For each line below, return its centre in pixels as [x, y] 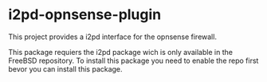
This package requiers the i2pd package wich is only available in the [121, 52]
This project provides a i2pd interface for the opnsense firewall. [113, 37]
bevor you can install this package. [65, 68]
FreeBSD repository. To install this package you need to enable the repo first [133, 61]
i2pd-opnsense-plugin [85, 15]
